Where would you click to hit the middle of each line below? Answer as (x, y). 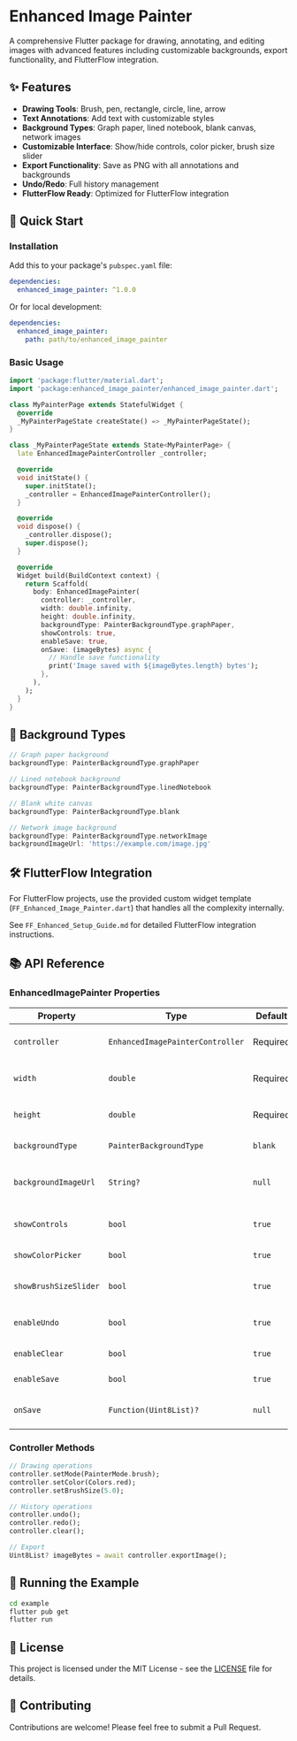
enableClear (39, 1354)
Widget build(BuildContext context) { (89, 575)
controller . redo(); (45, 1523)
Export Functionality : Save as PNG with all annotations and (130, 165)
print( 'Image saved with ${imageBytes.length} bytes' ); (153, 666)
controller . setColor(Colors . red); (73, 1482)
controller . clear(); (47, 1531)
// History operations (51, 1507)
